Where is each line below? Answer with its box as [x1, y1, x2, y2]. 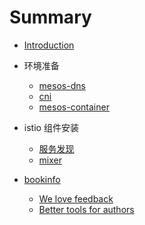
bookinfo [23, 173, 61, 185]
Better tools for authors [38, 203, 135, 215]
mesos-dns [38, 79, 86, 91]
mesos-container [38, 101, 110, 113]
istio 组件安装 [23, 121, 79, 133]
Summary [9, 6, 92, 29]
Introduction [23, 39, 75, 51]
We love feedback [38, 192, 114, 205]
